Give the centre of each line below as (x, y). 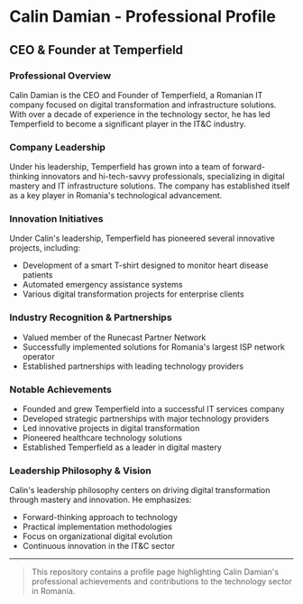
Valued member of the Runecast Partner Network (114, 337)
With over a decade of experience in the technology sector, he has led (140, 114)
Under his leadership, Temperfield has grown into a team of (120, 167)
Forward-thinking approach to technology (100, 517)
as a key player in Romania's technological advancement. (116, 196)
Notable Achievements (61, 389)
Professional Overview (60, 76)
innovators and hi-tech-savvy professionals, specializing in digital (163, 177)
